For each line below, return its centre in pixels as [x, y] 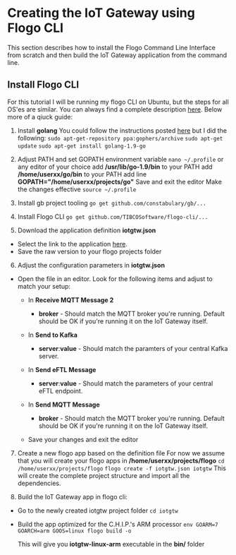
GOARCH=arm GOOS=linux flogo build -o [74, 531]
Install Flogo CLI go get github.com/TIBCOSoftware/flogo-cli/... [113, 216]
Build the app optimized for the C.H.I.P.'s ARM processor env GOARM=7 [118, 524]
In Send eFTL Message [62, 369]
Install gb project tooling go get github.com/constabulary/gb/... [112, 203]
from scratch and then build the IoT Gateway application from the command [117, 55]
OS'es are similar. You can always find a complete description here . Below [115, 109]
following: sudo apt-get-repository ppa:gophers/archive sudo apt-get [120, 138]
